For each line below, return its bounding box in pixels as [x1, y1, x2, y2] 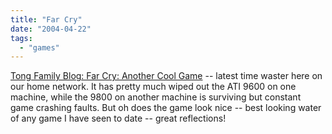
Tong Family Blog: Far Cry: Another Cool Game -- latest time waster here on [10, 70, 323, 82]
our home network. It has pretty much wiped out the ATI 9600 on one [10, 81, 297, 93]
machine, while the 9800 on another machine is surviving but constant [10, 91, 302, 103]
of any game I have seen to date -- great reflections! [10, 112, 227, 125]
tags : [10, 33, 33, 43]
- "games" [19, 42, 60, 53]
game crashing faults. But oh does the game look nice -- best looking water [10, 102, 322, 114]
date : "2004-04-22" [10, 24, 92, 34]
